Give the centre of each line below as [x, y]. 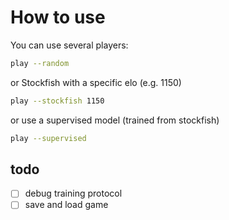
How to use [58, 17]
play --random [40, 63]
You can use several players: [69, 45]
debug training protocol [73, 193]
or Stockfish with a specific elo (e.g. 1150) [96, 82]
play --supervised [48, 138]
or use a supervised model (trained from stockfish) [115, 120]
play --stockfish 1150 [57, 101]
